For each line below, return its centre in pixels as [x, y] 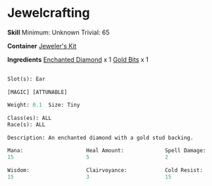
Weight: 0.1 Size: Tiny [44, 105]
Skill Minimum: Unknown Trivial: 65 [59, 32]
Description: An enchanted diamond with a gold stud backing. [100, 138]
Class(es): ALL [30, 118]
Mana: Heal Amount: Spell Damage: [107, 151]
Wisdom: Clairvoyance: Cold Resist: [105, 171]
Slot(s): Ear [26, 79]
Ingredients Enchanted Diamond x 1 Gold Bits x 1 [78, 59]
